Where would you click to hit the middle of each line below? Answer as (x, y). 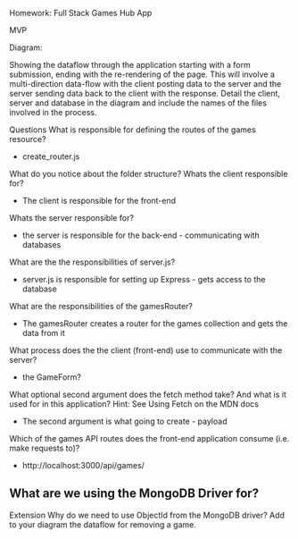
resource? (28, 139)
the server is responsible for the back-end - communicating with (141, 235)
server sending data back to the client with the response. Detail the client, (145, 93)
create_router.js (51, 156)
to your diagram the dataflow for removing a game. (103, 524)
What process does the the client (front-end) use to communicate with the (146, 350)
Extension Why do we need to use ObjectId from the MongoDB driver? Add (147, 515)
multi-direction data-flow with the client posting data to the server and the (145, 84)
